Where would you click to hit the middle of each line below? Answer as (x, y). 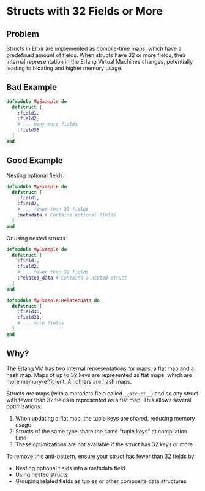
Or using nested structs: (37, 238)
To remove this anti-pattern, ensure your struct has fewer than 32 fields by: (101, 456)
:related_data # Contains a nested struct (72, 278)
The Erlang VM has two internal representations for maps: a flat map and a (100, 368)
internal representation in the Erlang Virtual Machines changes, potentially (100, 62)
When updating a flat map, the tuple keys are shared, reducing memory (105, 418)
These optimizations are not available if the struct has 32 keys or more (104, 444)
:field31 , (30, 318)
